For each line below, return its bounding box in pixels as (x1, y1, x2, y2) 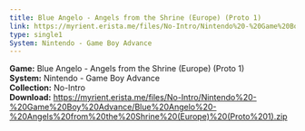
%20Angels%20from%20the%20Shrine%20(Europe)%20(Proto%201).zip (9, 111, 288, 122)
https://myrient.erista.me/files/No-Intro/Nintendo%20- (53, 92, 257, 103)
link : (9, 22, 30, 31)
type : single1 (9, 30, 64, 39)
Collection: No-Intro (9, 82, 86, 93)
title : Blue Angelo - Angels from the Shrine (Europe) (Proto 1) (9, 13, 261, 23)
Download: (9, 92, 52, 103)
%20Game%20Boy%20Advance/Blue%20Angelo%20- (9, 101, 217, 113)
